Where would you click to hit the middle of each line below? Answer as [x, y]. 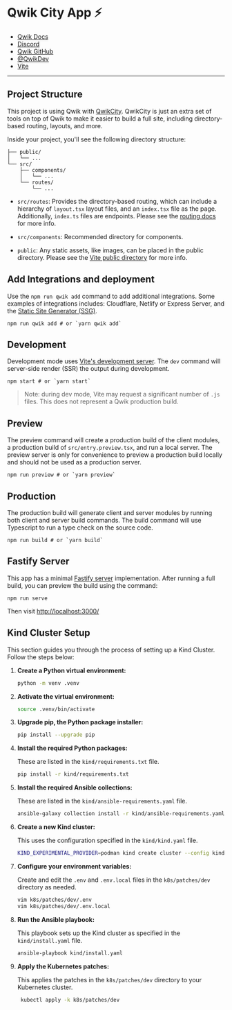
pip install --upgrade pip [56, 735]
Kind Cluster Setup [49, 633]
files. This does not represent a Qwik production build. [101, 401]
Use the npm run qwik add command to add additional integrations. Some [111, 296]
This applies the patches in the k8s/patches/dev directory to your [109, 979]
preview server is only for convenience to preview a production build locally [115, 455]
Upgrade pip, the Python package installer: [80, 722]
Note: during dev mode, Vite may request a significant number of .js [122, 394]
